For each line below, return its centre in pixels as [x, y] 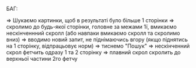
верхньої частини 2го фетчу [42, 59]
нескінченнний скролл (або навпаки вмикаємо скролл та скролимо [93, 33]
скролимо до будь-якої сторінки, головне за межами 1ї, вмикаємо [91, 27]
